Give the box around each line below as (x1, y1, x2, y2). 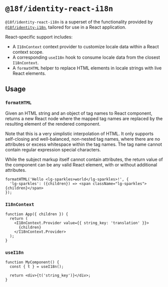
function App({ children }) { (5, 212, 69, 217)
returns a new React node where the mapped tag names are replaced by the (5, 115, 163, 122)
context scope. (12, 49, 44, 55)
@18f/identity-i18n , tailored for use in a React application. (5, 24, 126, 30)
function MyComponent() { (5, 260, 59, 265)
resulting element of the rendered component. (5, 121, 101, 127)
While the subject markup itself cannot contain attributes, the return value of (5, 156, 163, 162)
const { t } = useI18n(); (10, 264, 64, 269)
